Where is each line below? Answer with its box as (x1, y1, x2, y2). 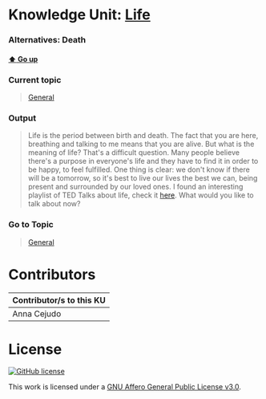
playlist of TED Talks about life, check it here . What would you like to (27, 190, 254, 200)
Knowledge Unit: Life (8, 6, 151, 24)
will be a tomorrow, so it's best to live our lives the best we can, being (27, 173, 258, 183)
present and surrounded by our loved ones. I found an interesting (27, 182, 244, 192)
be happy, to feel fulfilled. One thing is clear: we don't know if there (27, 165, 250, 174)
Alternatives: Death (8, 35, 87, 46)
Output (8, 112, 37, 124)
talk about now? (27, 199, 81, 209)
